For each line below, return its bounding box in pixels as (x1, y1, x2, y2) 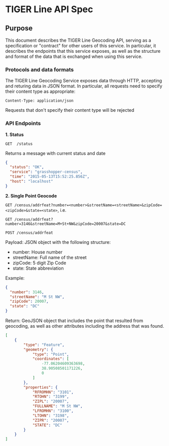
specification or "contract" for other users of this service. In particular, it (5, 43, 156, 49)
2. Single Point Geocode (5, 193, 57, 199)
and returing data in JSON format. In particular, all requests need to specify (5, 83, 162, 89)
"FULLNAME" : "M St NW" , (32, 404, 83, 409)
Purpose (5, 24, 33, 33)
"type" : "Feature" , (23, 342, 65, 347)
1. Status (5, 131, 24, 138)
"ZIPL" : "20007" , (32, 399, 70, 404)
